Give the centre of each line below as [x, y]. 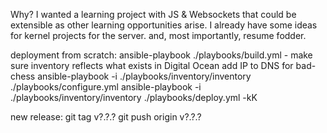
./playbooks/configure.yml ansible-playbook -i [106, 87]
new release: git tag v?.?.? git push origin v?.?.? [106, 117]
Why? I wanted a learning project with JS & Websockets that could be [153, 14]
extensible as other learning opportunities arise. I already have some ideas [164, 25]
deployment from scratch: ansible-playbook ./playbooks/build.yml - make [161, 55]
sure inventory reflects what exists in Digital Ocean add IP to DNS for [152, 65]
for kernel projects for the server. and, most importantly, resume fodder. [158, 35]
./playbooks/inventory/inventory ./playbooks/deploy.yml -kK [134, 97]
